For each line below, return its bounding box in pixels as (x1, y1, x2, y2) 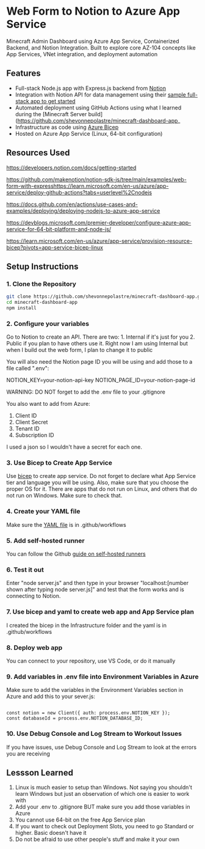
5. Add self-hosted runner (6, 536, 85, 545)
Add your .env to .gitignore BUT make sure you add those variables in (15, 803, 190, 810)
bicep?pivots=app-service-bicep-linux (6, 243, 104, 251)
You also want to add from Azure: (6, 400, 90, 408)
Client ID (15, 412, 37, 419)
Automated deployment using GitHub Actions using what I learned (15, 104, 182, 111)
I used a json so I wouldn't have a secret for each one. (6, 443, 142, 450)
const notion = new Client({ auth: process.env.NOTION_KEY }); (6, 710, 171, 716)
